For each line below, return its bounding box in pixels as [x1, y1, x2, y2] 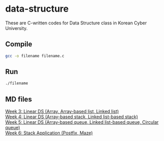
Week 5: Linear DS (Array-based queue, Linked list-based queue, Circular [5, 119, 159, 125]
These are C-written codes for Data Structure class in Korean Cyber [5, 20, 147, 26]
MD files [5, 95, 32, 103]
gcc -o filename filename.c [5, 53, 65, 58]
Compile [5, 40, 32, 49]
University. [5, 25, 28, 31]
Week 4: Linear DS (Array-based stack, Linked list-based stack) [5, 114, 138, 120]
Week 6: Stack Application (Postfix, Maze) [5, 130, 93, 136]
